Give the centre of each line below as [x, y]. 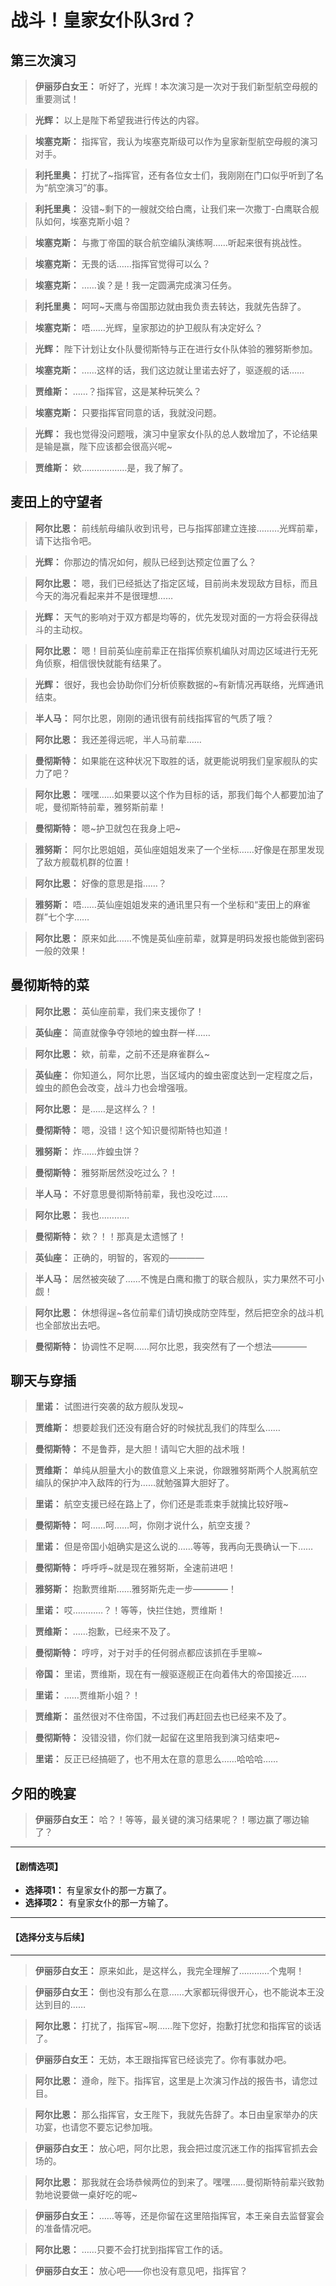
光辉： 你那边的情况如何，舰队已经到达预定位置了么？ [145, 562]
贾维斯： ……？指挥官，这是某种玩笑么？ [118, 391]
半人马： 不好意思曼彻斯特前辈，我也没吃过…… [131, 1193]
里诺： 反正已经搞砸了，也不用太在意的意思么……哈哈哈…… [156, 1759]
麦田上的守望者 [56, 502]
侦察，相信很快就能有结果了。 [105, 663]
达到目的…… [60, 2004]
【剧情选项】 [36, 1866]
